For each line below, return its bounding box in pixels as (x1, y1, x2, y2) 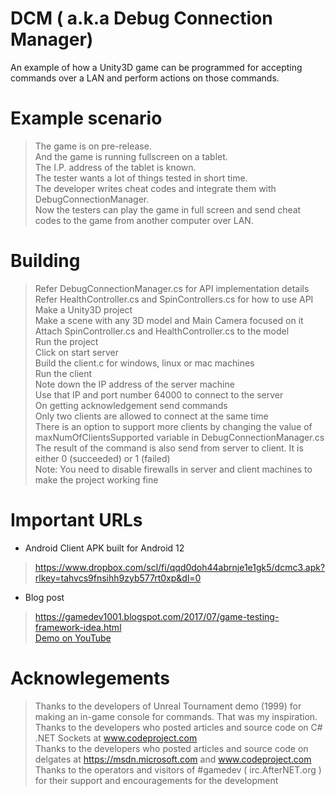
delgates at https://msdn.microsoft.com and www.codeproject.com (34, 753, 312, 765)
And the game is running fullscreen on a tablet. (34, 150, 228, 162)
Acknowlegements (10, 667, 171, 689)
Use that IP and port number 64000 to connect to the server (34, 388, 284, 401)
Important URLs (10, 509, 143, 531)
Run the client (34, 367, 93, 379)
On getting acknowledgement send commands (34, 399, 228, 411)
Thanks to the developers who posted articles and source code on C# (34, 721, 323, 733)
